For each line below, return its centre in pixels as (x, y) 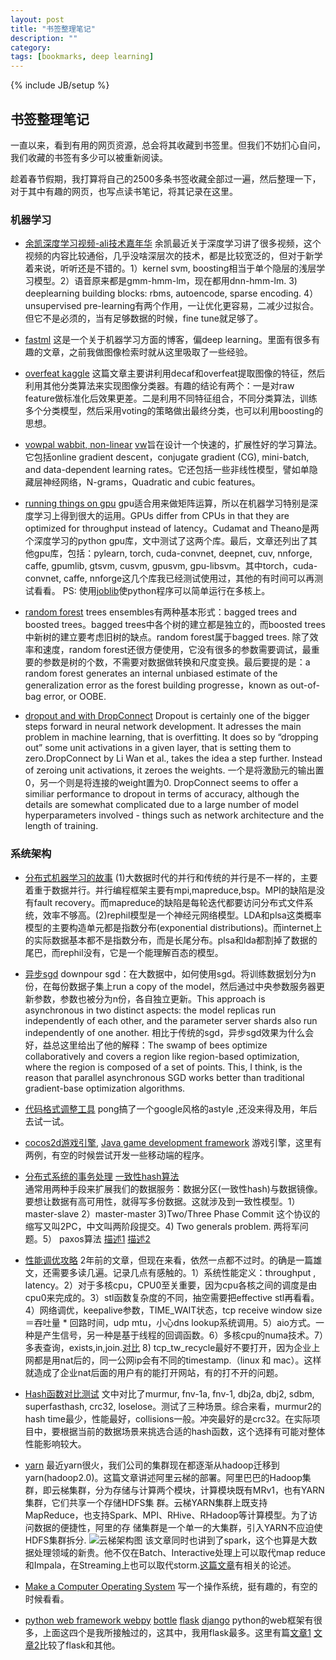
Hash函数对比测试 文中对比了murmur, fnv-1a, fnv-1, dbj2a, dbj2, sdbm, (169, 1393)
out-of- (304, 685)
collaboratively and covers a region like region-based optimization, (162, 1056)
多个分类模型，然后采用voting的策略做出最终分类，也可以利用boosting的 (174, 411)
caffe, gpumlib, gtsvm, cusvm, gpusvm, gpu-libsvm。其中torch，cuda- (171, 566)
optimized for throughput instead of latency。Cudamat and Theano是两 (172, 528)
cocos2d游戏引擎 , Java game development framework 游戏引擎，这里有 (173, 1142)
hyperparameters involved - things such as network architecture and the (174, 815)
